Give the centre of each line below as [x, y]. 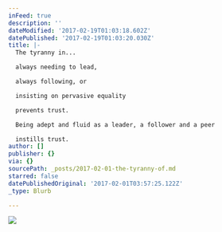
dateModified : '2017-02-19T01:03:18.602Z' [80, 30]
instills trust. [42, 139]
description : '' [35, 23]
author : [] [26, 147]
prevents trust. [42, 110]
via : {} [21, 161]
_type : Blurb [30, 191]
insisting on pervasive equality [71, 96]
